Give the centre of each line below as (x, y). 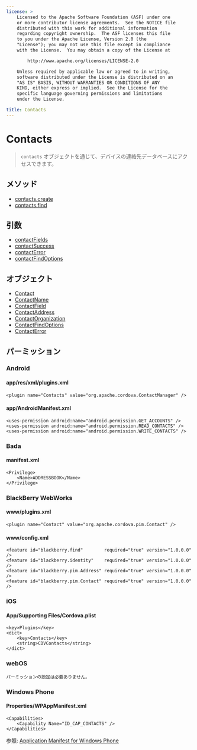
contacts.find (31, 205)
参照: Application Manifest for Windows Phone (63, 741)
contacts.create (34, 198)
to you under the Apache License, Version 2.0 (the (82, 39)
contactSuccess (34, 246)
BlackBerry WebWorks (39, 498)
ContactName (32, 300)
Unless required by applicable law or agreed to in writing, (93, 72)
